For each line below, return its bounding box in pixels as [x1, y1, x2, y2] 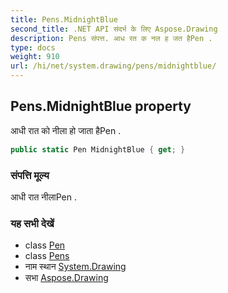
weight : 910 [10, 52, 60, 62]
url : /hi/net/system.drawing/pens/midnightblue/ [10, 61, 217, 71]
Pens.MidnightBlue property [10, 98, 192, 115]
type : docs [10, 42, 56, 53]
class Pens [24, 250, 70, 262]
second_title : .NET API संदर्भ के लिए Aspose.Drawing [10, 24, 218, 34]
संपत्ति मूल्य [10, 168, 50, 182]
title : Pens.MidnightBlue [10, 14, 118, 25]
